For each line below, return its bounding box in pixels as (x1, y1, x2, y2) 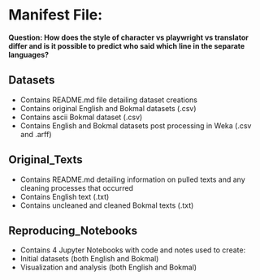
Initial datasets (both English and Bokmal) (19, 254, 159, 264)
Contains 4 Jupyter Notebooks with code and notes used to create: (19, 245, 246, 255)
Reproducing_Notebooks (8, 223, 138, 237)
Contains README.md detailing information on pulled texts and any (19, 174, 245, 184)
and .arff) (19, 129, 52, 139)
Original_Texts (8, 153, 83, 167)
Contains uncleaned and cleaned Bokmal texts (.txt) (19, 200, 194, 210)
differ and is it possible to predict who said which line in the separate (8, 41, 245, 50)
